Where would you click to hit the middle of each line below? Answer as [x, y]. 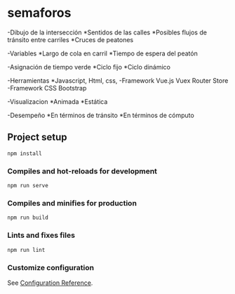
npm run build [28, 218]
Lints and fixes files [41, 235]
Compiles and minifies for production [72, 203]
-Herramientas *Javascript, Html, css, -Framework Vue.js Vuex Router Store [118, 80]
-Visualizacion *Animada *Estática [58, 101]
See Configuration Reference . [50, 283]
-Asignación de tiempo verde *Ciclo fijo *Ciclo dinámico [89, 67]
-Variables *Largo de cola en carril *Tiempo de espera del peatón [102, 53]
